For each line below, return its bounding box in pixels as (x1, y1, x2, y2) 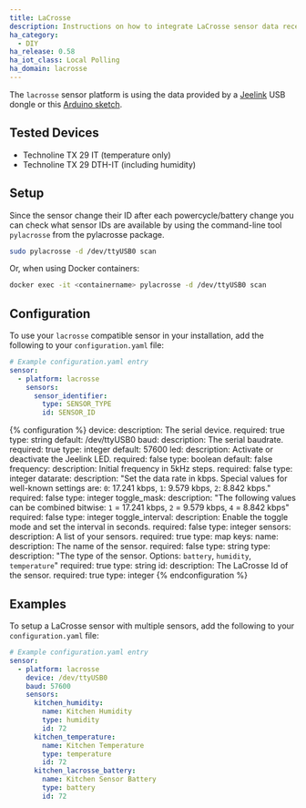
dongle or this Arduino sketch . (9, 98, 123, 109)
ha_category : (9, 30, 59, 39)
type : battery (42, 783, 96, 793)
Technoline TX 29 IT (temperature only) (22, 149, 171, 160)
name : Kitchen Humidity (42, 707, 132, 716)
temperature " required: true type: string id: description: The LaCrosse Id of (9, 560, 289, 571)
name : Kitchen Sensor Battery (42, 775, 157, 784)
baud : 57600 (25, 681, 71, 690)
